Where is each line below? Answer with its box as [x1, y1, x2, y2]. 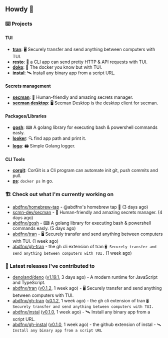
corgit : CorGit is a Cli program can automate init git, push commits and [12, 167, 158, 174]
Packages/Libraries [5, 113, 46, 119]
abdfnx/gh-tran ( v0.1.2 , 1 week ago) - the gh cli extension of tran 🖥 [12, 297, 149, 303]
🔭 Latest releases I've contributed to [5, 263, 95, 270]
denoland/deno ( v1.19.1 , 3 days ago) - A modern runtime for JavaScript [12, 274, 158, 280]
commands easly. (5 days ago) [12, 225, 76, 231]
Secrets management [5, 83, 51, 89]
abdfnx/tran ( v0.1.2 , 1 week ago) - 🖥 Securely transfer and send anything [12, 285, 162, 291]
